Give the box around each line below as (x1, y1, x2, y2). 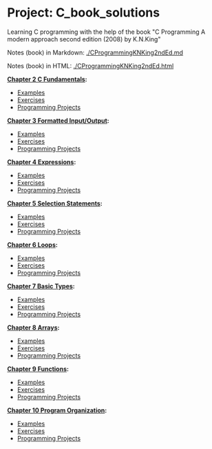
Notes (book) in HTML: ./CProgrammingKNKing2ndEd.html (7, 61, 174, 70)
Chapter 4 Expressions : (7, 157, 76, 166)
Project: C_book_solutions (7, 5, 160, 21)
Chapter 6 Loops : (7, 240, 59, 249)
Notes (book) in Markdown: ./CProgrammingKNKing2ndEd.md (7, 48, 184, 57)
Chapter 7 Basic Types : (7, 281, 75, 290)
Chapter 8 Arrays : (7, 323, 60, 332)
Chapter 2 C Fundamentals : (7, 74, 87, 83)
